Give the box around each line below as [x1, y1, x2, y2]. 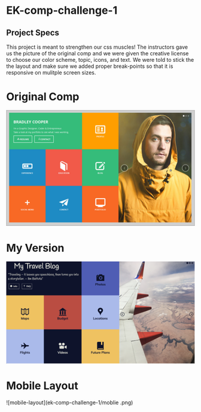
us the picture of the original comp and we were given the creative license [6, 50, 189, 57]
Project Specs [6, 28, 60, 38]
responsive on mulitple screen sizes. [6, 69, 96, 76]
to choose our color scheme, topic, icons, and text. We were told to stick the [6, 56, 194, 63]
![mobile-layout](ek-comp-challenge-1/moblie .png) [6, 399, 133, 406]
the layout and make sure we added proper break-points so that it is [6, 62, 173, 70]
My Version [6, 241, 65, 255]
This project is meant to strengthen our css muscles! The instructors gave [6, 43, 188, 50]
